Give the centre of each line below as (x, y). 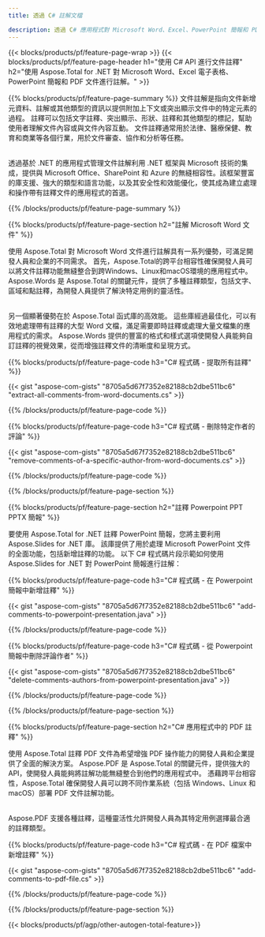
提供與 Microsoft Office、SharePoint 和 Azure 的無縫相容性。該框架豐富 (138, 172)
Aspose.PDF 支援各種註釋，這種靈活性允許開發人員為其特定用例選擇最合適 (129, 818)
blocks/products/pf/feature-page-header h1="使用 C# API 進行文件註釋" (125, 62)
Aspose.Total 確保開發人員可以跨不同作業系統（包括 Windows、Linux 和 (139, 783)
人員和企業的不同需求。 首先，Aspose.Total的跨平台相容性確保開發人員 (130, 260)
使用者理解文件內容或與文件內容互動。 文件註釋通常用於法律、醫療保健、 (127, 128)
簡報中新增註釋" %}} (41, 590)
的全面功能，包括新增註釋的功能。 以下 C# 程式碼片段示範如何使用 (116, 553)
